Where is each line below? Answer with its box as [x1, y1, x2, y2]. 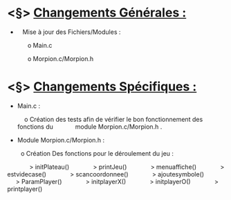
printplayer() [7, 185, 43, 193]
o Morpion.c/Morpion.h [27, 54, 94, 63]
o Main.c [27, 41, 53, 49]
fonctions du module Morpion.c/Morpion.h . [17, 122, 163, 131]
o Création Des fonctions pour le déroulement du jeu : [20, 149, 174, 157]
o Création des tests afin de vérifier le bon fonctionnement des [24, 115, 203, 123]
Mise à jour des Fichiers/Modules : [22, 28, 121, 36]
